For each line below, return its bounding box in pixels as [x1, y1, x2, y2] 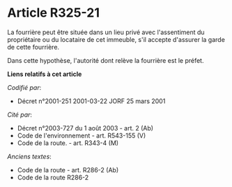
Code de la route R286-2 [17, 173, 89, 181]
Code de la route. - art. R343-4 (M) [17, 138, 119, 147]
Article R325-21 [7, 5, 100, 21]
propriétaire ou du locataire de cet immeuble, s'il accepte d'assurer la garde [7, 35, 225, 43]
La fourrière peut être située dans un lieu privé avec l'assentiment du [7, 28, 205, 36]
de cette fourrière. [7, 43, 60, 51]
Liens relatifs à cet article [7, 70, 82, 78]
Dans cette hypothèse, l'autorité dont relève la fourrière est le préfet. [7, 56, 204, 64]
